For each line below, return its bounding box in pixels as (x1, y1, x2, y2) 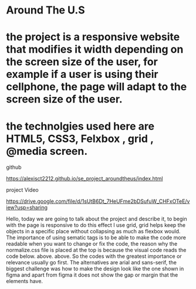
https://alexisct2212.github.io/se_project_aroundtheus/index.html (6, 175, 163, 182)
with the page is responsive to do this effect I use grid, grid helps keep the (6, 222, 186, 229)
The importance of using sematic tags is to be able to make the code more (6, 234, 187, 241)
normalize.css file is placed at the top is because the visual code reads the (6, 247, 187, 254)
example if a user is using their (6, 68, 158, 81)
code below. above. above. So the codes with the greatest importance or (6, 253, 182, 260)
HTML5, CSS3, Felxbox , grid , (6, 132, 154, 145)
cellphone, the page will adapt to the (6, 80, 187, 94)
